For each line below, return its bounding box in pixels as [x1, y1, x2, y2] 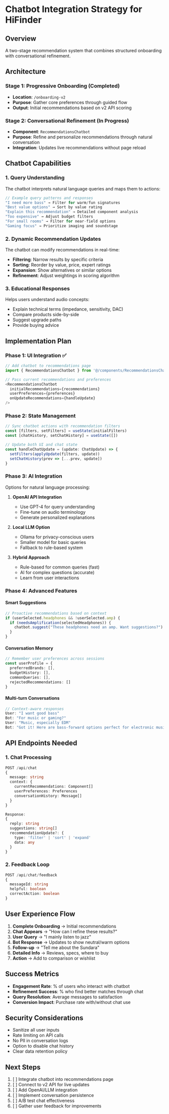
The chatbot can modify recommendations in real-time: [5, 247, 120, 253]
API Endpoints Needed [5, 739, 77, 748]
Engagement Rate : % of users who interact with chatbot [12, 983, 130, 989]
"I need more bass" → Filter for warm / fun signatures [5, 200, 121, 205]
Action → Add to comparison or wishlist [12, 955, 96, 961]
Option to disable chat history [12, 1043, 74, 1049]
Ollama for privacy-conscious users [20, 534, 94, 540]
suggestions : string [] [10, 826, 57, 831]
